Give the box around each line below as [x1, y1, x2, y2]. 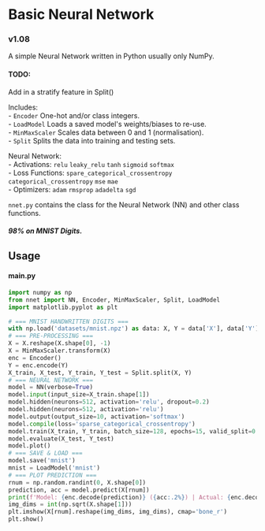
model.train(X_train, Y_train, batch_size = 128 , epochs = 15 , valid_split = [8, 427, 252, 435]
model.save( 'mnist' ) [8, 457, 77, 465]
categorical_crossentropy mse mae [8, 177, 118, 186]
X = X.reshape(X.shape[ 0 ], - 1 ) [8, 340, 111, 347]
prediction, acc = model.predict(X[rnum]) [8, 486, 150, 494]
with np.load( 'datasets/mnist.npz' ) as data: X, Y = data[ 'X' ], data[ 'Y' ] [8, 325, 259, 332]
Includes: [8, 102, 38, 112]
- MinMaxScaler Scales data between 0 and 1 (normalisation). [8, 128, 204, 137]
